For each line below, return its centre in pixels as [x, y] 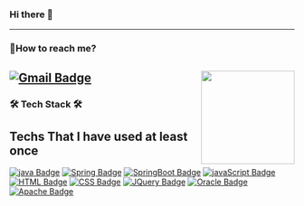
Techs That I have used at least [99, 136]
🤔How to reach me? [53, 49]
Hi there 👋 [32, 14]
